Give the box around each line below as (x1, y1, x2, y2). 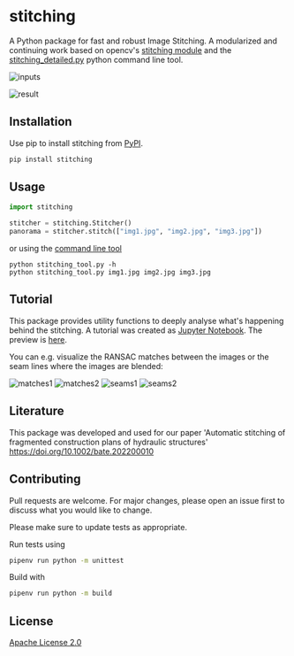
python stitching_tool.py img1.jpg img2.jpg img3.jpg (9, 268, 212, 277)
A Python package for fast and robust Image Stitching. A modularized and (9, 35, 278, 46)
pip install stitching (9, 155, 93, 164)
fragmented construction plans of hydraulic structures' (9, 436, 208, 447)
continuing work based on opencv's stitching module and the (9, 44, 232, 55)
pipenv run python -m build (9, 589, 113, 598)
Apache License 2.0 (9, 637, 82, 648)
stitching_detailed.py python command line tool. (9, 54, 184, 65)
